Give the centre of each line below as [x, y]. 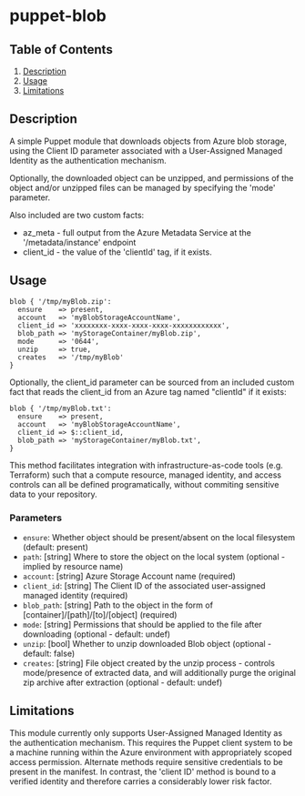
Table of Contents [61, 50]
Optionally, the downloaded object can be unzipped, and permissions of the [152, 177]
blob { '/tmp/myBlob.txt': [61, 408]
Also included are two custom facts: [77, 215]
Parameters [36, 518]
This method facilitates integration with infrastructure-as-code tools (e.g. [147, 465]
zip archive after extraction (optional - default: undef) [122, 682]
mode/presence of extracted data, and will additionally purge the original [159, 672]
